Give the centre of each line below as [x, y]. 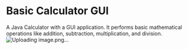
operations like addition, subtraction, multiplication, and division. [84, 33]
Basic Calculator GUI [57, 11]
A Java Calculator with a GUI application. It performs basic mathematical [94, 27]
